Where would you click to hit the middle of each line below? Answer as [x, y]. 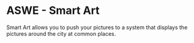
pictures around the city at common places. [61, 33]
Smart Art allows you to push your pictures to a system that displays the [97, 27]
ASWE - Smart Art [53, 11]
